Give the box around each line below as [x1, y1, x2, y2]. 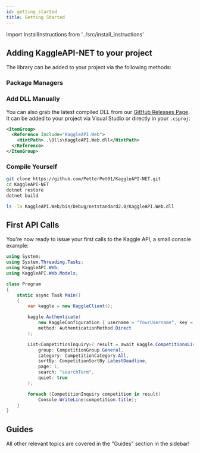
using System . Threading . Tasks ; [6, 259, 84, 266]
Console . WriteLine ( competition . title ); [37, 396, 137, 403]
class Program [6, 281, 42, 287]
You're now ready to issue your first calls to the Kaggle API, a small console [6, 236, 192, 243]
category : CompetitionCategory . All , [37, 353, 129, 359]
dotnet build [6, 192, 39, 199]
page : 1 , [37, 363, 60, 370]
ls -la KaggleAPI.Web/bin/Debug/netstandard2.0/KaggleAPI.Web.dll [6, 204, 174, 209]
